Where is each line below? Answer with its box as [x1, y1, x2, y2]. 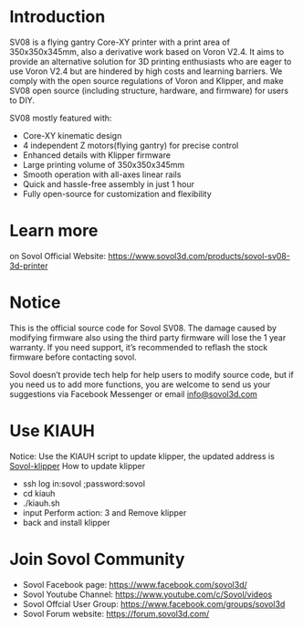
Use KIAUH [9, 421, 96, 441]
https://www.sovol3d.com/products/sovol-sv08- [108, 250, 290, 261]
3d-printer [9, 260, 48, 271]
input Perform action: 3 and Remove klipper [22, 507, 187, 518]
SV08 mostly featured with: [9, 112, 112, 123]
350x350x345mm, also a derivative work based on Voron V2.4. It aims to [9, 46, 285, 57]
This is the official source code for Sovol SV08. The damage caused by [9, 322, 277, 333]
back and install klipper [22, 517, 110, 528]
